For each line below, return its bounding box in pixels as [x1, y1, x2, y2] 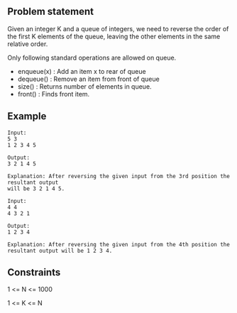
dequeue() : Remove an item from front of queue [17, 75, 160, 83]
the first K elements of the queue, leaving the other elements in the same [7, 32, 221, 40]
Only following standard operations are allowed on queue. [7, 53, 177, 62]
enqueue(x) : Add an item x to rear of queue [17, 67, 147, 75]
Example [7, 110, 47, 123]
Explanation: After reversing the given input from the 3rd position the [7, 172, 231, 180]
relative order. [7, 39, 48, 48]
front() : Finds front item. [17, 89, 90, 98]
